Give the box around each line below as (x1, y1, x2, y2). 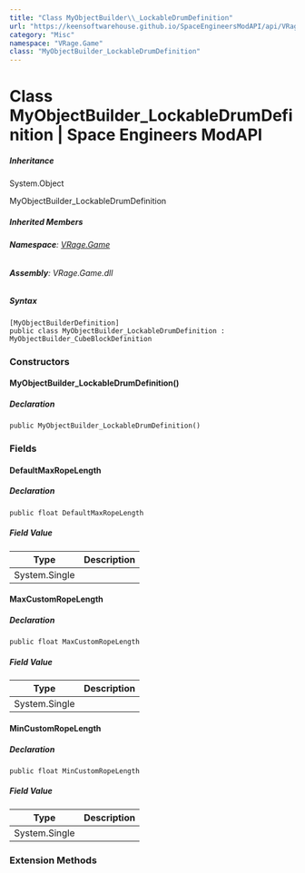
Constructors (9, 355, 70, 368)
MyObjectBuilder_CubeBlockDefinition (9, 334, 152, 343)
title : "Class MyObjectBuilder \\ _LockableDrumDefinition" (9, 13, 233, 23)
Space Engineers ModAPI (66, 124, 263, 145)
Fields (9, 442, 37, 455)
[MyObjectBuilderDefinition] (9, 319, 120, 328)
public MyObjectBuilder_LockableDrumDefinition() (9, 421, 202, 431)
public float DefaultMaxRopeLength (9, 508, 144, 517)
